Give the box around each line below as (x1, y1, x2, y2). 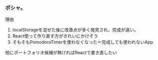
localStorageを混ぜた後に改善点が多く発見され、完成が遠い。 (12, 27, 139, 33)
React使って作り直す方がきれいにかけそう (12, 33, 98, 39)
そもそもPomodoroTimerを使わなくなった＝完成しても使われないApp (12, 39, 153, 45)
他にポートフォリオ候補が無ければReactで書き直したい (5, 50, 117, 56)
